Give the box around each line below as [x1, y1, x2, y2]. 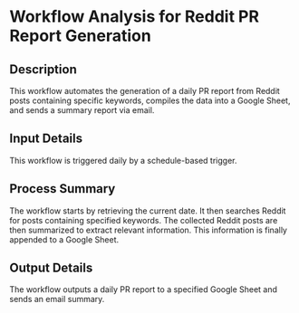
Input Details [9, 131, 83, 147]
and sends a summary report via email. [9, 105, 155, 115]
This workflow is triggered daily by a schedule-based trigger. [9, 155, 237, 166]
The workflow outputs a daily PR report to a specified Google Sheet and [9, 284, 278, 295]
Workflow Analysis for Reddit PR [9, 6, 260, 27]
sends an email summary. [9, 294, 105, 305]
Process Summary [9, 181, 116, 196]
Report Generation [9, 25, 151, 46]
